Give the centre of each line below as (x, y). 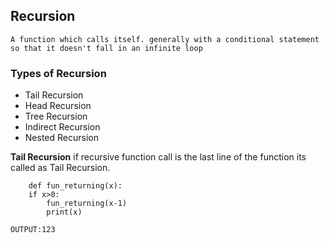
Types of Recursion (58, 73)
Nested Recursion (61, 138)
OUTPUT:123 (33, 230)
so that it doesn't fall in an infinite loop (106, 48)
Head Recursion (58, 106)
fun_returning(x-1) (87, 204)
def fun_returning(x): (75, 186)
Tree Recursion (56, 116)
